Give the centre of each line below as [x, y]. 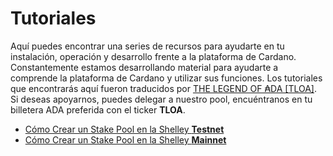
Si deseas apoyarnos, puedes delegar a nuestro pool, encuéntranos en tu [161, 99]
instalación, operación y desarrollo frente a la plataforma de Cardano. [153, 56]
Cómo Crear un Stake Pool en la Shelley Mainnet [125, 139]
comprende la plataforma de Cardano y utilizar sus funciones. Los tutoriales [166, 78]
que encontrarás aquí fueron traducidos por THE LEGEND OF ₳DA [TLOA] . [164, 88]
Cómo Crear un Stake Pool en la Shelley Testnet [124, 129]
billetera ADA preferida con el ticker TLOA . [98, 109]
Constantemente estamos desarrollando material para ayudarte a [144, 67]
